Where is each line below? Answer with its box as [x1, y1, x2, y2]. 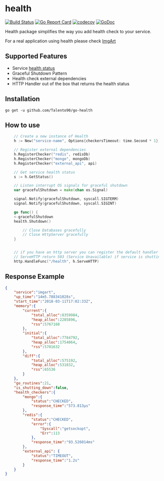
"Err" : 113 [40, 431, 60, 436]
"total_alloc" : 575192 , [31, 358, 78, 363]
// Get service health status [14, 169, 76, 175]
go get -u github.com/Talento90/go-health [5, 108, 93, 113]
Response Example [5, 272, 64, 281]
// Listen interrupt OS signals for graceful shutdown [14, 183, 128, 188]
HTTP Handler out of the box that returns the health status [12, 81, 130, 86]
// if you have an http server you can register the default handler [14, 250, 159, 255]
